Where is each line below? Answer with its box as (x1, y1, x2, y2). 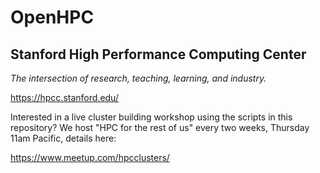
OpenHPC (10, 6, 95, 29)
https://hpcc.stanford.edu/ (10, 92, 119, 103)
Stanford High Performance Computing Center (10, 46, 307, 63)
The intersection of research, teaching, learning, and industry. (10, 72, 267, 84)
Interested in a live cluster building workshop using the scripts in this (10, 111, 293, 123)
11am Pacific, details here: (10, 132, 117, 144)
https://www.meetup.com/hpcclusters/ (10, 152, 170, 163)
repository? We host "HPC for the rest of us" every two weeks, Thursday (10, 122, 310, 133)
